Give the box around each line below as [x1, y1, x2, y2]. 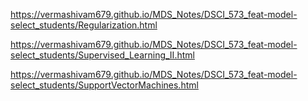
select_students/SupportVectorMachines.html [10, 79, 199, 91]
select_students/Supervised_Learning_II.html [10, 49, 195, 61]
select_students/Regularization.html [10, 19, 158, 31]
